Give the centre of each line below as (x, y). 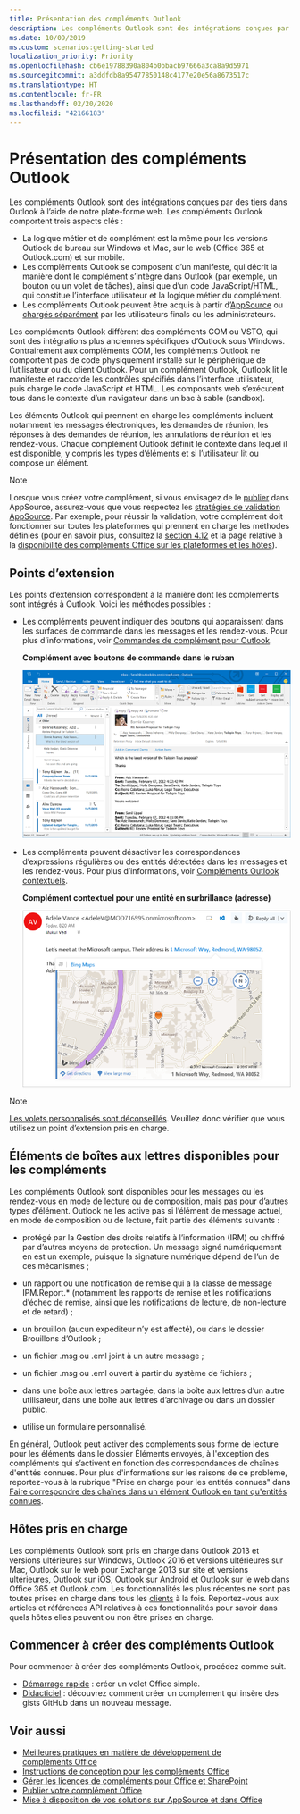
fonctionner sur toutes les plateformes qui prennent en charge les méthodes (150, 526)
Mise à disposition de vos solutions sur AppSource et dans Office (142, 1800)
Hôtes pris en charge (68, 1529)
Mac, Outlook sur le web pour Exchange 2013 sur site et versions (129, 1569)
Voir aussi (37, 1730)
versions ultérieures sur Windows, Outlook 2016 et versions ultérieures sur (146, 1560)
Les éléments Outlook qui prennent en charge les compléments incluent (142, 416)
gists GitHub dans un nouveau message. (96, 1703)
